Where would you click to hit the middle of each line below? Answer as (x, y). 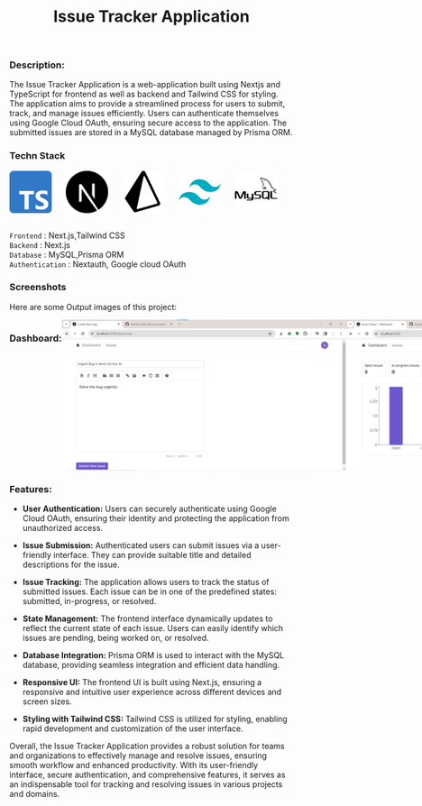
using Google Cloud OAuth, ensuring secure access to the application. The (148, 123)
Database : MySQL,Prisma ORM (67, 254)
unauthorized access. (63, 527)
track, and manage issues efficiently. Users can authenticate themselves (144, 114)
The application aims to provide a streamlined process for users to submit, (147, 104)
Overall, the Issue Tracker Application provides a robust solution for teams (147, 746)
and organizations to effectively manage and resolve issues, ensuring (138, 756)
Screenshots (38, 288)
